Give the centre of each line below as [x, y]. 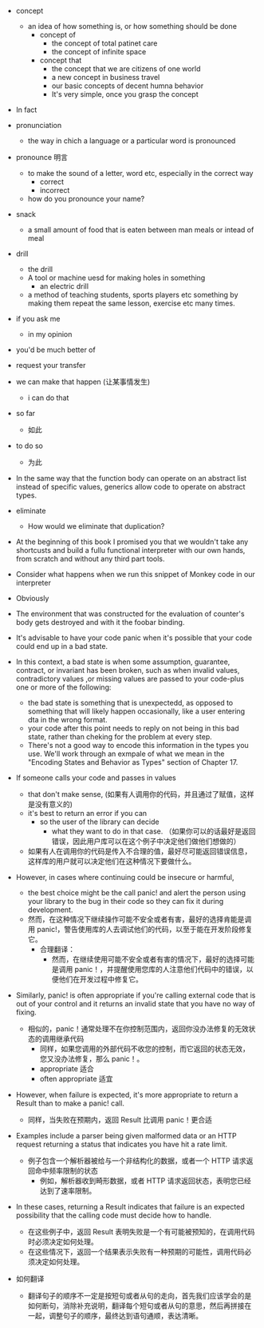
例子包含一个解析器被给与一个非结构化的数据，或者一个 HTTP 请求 [137, 1161]
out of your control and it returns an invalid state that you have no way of [135, 1004]
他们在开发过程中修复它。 [101, 979]
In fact [26, 110]
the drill [40, 269]
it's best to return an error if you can [87, 813]
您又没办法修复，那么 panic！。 [92, 1059]
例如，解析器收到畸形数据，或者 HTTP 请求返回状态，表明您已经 [145, 1181]
